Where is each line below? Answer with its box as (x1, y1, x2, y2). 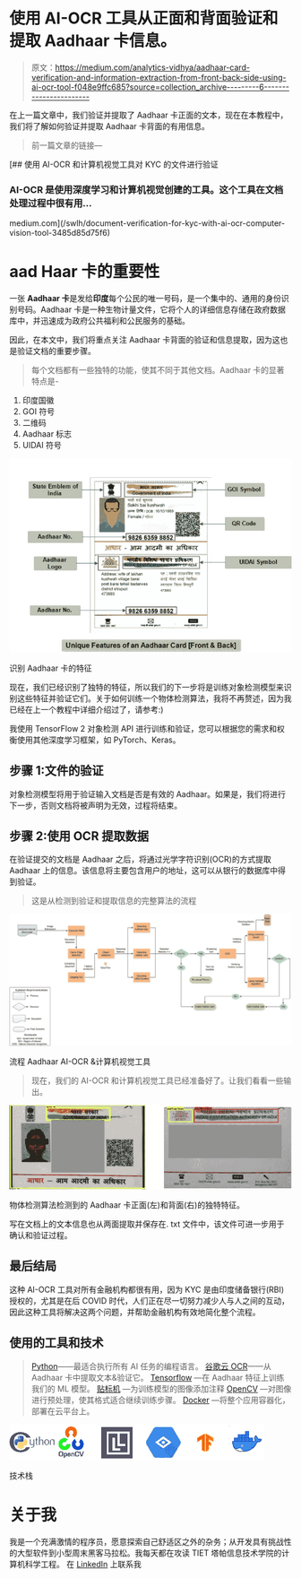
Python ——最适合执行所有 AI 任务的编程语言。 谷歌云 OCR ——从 (30, 1360, 271, 1372)
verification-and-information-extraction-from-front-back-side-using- (30, 72, 287, 82)
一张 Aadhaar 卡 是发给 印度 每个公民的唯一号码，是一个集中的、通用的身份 (9, 293, 282, 304)
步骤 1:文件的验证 (9, 763, 105, 778)
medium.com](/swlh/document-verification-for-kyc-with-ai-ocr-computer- (9, 218, 286, 229)
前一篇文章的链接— (30, 140, 103, 151)
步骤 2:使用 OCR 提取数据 (9, 828, 150, 844)
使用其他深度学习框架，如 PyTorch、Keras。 (16, 734, 181, 745)
